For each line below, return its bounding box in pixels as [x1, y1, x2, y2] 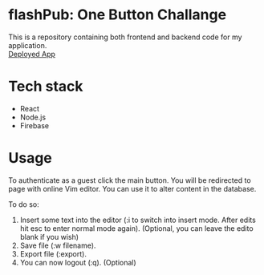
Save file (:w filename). [19, 241, 96, 250]
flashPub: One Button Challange [8, 6, 227, 24]
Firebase [19, 120, 50, 130]
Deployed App [8, 49, 56, 59]
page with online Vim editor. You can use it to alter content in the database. [8, 184, 257, 193]
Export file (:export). [19, 249, 87, 258]
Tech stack [8, 78, 83, 95]
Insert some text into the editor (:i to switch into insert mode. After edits [19, 215, 257, 224]
